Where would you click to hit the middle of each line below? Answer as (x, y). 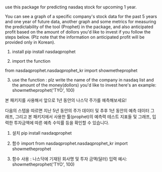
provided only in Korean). (30, 42)
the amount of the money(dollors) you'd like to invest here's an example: (84, 85)
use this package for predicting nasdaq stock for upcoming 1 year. (71, 7)
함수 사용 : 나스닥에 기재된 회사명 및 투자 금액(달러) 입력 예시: (69, 159)
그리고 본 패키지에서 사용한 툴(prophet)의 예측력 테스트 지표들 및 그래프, (83, 117)
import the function (31, 61)
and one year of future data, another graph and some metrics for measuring (81, 22)
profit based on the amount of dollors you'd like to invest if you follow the (78, 32)
